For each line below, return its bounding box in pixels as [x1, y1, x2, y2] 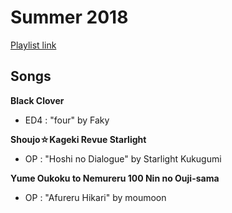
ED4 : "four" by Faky [24, 114, 110, 126]
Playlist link [10, 39, 57, 51]
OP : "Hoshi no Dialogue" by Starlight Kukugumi [24, 152, 222, 165]
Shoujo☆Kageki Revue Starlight [10, 133, 147, 145]
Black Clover [10, 94, 65, 106]
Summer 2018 [10, 6, 129, 29]
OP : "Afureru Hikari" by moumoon [24, 191, 167, 203]
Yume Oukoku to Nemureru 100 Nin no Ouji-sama [10, 172, 220, 184]
